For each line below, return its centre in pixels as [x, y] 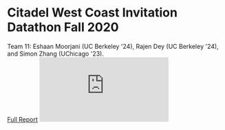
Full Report [22, 119]
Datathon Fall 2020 [63, 27]
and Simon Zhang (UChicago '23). [56, 54]
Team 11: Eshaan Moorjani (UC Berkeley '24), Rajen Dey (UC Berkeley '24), [113, 46]
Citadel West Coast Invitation [92, 13]
